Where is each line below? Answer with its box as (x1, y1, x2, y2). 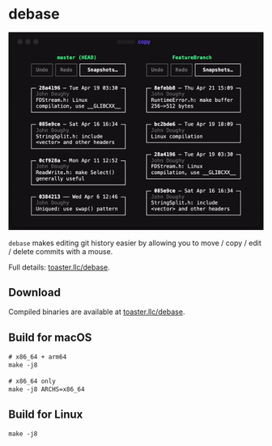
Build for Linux (8, 407, 83, 421)
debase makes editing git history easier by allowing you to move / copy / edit (8, 238, 261, 248)
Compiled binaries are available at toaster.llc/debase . (8, 307, 185, 316)
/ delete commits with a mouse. (8, 246, 113, 256)
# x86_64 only (8, 377, 57, 385)
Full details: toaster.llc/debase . (8, 262, 111, 272)
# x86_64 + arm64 (8, 353, 67, 361)
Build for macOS (8, 330, 92, 344)
